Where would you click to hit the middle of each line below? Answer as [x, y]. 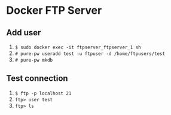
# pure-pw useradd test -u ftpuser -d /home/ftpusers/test [90, 54]
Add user [24, 33]
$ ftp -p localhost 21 [43, 93]
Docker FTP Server [54, 10]
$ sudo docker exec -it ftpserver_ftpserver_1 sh [78, 47]
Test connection [37, 78]
